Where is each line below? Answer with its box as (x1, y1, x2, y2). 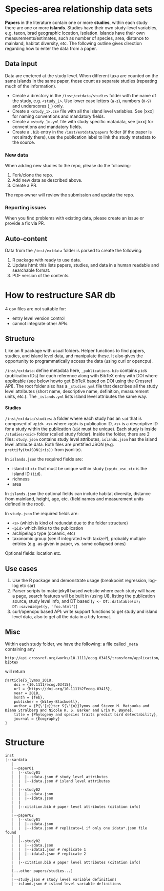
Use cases (5, 565, 38, 573)
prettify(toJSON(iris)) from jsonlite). (5, 447, 82, 453)
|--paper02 (11, 813, 34, 818)
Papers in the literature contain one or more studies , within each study (5, 20, 148, 25)
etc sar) (20, 583, 36, 588)
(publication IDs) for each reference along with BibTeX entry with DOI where (5, 372, 158, 378)
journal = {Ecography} (14, 716, 60, 721)
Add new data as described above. (12, 177, 82, 183)
